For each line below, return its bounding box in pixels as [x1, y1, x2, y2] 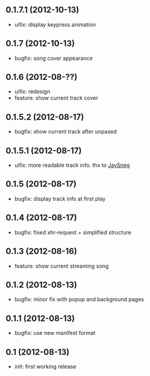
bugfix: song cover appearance [14, 54, 93, 62]
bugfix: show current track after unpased [14, 128, 117, 135]
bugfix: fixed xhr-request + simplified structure [14, 229, 131, 236]
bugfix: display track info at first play [14, 195, 106, 202]
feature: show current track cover [14, 94, 99, 102]
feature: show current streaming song [14, 262, 109, 270]
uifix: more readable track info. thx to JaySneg [14, 161, 131, 169]
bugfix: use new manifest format [14, 329, 96, 337]
